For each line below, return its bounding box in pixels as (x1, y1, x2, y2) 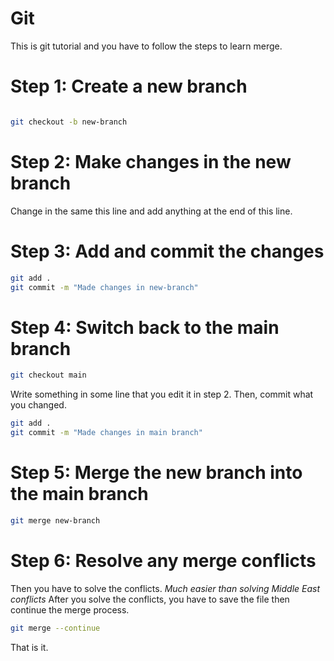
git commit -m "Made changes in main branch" (10, 428, 203, 438)
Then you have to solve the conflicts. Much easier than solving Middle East (10, 582, 321, 594)
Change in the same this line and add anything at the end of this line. (10, 205, 293, 217)
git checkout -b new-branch (10, 117, 128, 127)
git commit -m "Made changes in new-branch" (10, 282, 199, 292)
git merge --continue (10, 623, 101, 633)
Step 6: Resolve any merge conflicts (10, 549, 317, 572)
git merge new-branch (10, 515, 101, 526)
